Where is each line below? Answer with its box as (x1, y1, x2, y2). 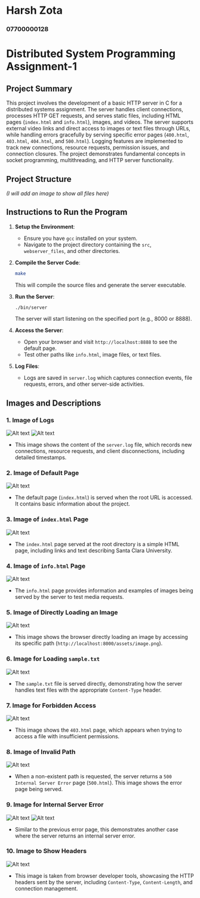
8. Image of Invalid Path (6, 747, 76, 756)
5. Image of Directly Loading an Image (6, 608, 118, 616)
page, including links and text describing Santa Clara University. (14, 547, 173, 554)
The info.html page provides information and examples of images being (14, 587, 193, 594)
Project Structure (6, 174, 72, 184)
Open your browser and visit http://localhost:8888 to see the (23, 339, 177, 346)
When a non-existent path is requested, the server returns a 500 (14, 773, 172, 780)
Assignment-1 (6, 60, 78, 74)
